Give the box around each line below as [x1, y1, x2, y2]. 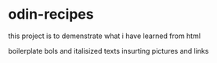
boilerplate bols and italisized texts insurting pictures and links [8, 46, 209, 55]
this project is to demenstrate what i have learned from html [8, 31, 201, 40]
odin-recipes [8, 5, 94, 23]
